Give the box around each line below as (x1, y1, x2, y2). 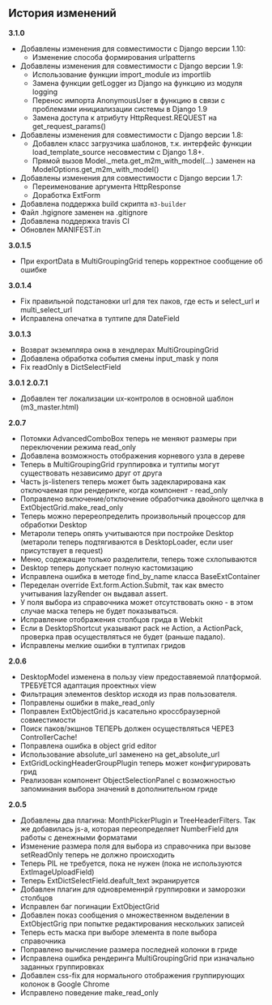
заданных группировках (19, 961, 104, 972)
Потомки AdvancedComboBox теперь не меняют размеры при (19, 433, 237, 443)
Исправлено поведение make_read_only (19, 987, 159, 997)
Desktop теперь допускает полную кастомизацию (19, 563, 193, 573)
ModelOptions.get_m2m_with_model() (32, 164, 159, 174)
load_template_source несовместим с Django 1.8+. (32, 147, 205, 157)
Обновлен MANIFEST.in (19, 225, 101, 234)
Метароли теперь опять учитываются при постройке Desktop (19, 528, 234, 538)
